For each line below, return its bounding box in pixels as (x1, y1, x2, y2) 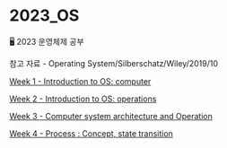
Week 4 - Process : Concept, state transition (9, 127, 173, 139)
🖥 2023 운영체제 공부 (9, 36, 84, 47)
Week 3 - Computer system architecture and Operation (9, 110, 214, 121)
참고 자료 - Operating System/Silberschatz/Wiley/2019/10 (9, 57, 218, 68)
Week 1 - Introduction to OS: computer (9, 75, 152, 86)
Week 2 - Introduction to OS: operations (9, 93, 157, 104)
